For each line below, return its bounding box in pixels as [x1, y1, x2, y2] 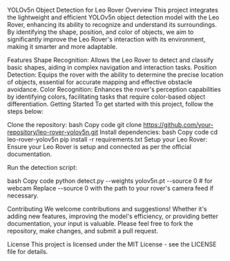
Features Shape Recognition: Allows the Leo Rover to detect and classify [7, 56, 214, 64]
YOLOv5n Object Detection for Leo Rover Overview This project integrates [7, 6, 219, 14]
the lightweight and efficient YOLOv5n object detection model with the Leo [7, 13, 220, 21]
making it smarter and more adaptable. [7, 43, 117, 50]
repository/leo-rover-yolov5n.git [7, 128, 99, 136]
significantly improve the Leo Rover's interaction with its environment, [7, 35, 206, 43]
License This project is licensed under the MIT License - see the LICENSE [7, 240, 217, 248]
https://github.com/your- [143, 121, 214, 128]
